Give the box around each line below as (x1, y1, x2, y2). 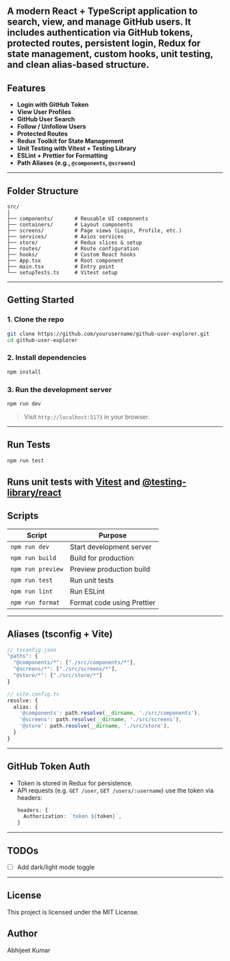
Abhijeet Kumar (7, 946, 51, 954)
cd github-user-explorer (7, 337, 78, 343)
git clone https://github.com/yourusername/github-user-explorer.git (7, 330, 210, 337)
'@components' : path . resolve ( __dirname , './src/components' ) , (19, 709, 201, 717)
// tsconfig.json (7, 646, 57, 653)
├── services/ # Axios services (7, 233, 125, 241)
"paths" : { (7, 653, 38, 660)
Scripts (7, 510, 39, 522)
